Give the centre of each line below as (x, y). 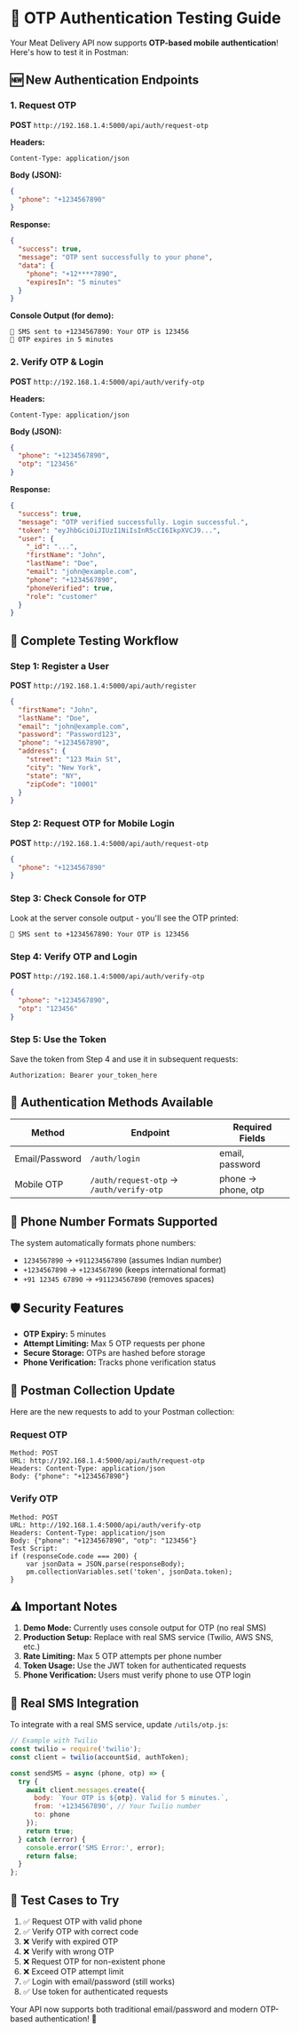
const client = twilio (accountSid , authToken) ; (100, 1757)
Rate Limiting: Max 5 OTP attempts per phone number (122, 1656)
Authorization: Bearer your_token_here (84, 1075)
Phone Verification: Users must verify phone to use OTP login (137, 1675)
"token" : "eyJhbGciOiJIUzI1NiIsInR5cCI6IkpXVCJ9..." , (119, 530)
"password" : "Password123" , (70, 735)
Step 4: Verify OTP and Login (74, 956)
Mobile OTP (39, 1184)
